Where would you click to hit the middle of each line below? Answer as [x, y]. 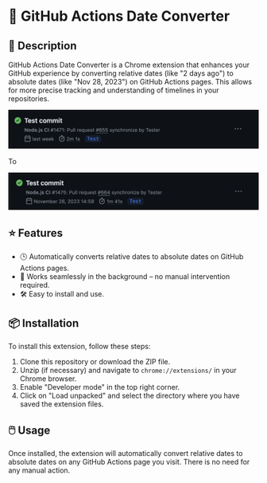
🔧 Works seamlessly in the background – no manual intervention [125, 277]
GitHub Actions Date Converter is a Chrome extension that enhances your [129, 65]
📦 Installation [44, 323]
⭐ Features [36, 233]
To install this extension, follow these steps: [79, 347]
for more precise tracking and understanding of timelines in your [114, 90]
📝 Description [43, 46]
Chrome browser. [48, 379]
